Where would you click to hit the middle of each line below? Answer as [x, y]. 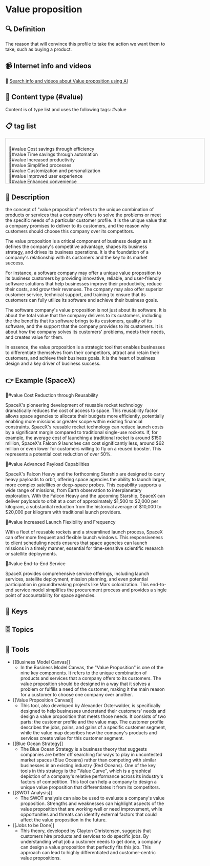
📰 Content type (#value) [44, 97]
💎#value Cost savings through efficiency [52, 149]
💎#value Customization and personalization [55, 171]
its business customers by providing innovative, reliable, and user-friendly [83, 278]
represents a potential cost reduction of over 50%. [58, 454]
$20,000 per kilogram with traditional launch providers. [64, 512]
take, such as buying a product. [39, 49]
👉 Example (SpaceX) [40, 380]
